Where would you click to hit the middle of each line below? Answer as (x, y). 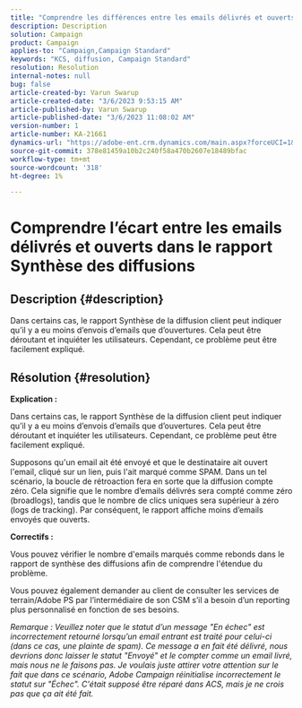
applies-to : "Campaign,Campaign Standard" (91, 51)
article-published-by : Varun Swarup (78, 109)
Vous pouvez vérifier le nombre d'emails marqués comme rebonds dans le (147, 554)
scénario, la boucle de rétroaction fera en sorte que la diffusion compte (142, 481)
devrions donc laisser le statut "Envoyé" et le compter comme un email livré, (151, 656)
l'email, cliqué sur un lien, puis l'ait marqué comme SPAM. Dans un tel (138, 472)
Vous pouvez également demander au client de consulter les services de (145, 591)
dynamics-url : (37, 142)
